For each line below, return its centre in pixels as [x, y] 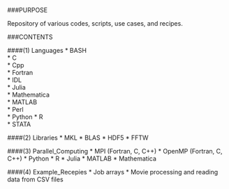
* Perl [15, 109]
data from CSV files [36, 179]
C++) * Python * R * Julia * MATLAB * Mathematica [82, 158]
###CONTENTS [30, 37]
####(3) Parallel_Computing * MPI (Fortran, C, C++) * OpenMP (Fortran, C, [115, 151]
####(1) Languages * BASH [47, 50]
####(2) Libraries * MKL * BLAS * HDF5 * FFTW [78, 138]
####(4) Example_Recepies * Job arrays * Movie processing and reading [113, 172]
